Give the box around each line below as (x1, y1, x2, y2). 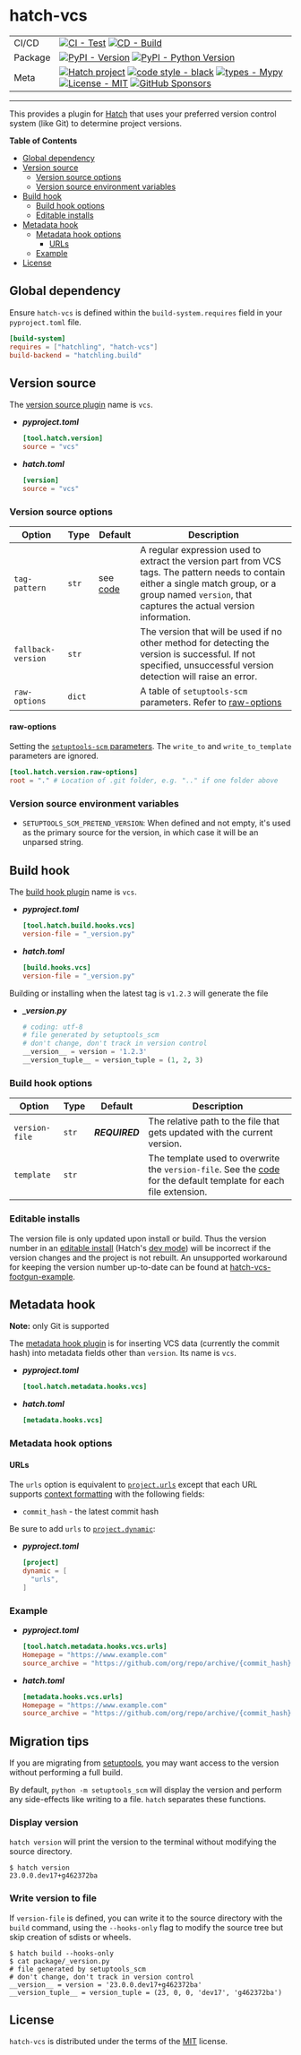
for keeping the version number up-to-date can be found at (9, 1261, 228, 1273)
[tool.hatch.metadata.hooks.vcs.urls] (21, 1642, 168, 1651)
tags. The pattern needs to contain (140, 566, 286, 578)
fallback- (13, 644, 56, 654)
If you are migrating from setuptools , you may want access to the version (9, 1757, 279, 1768)
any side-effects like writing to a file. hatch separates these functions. (9, 1794, 267, 1805)
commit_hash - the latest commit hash (21, 1507, 159, 1517)
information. (140, 610, 191, 623)
